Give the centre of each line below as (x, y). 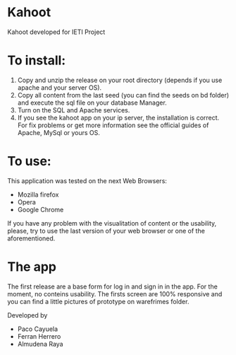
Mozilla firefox (38, 194)
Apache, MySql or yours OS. (59, 132)
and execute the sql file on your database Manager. (92, 103)
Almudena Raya (40, 344)
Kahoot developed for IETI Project (56, 32)
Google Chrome (41, 209)
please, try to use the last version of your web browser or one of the (106, 231)
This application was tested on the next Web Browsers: (87, 180)
